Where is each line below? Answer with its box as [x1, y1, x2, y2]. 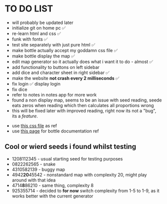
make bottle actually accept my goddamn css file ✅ [11, 47, 118, 53]
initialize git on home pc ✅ [11, 24, 66, 30]
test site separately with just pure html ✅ [11, 41, 96, 47]
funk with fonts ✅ [11, 36, 48, 42]
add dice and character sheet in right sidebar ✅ [11, 69, 110, 75]
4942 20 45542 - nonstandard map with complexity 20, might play [11, 171, 147, 177]
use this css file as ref [11, 122, 57, 128]
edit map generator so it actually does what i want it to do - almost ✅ [11, 58, 153, 64]
